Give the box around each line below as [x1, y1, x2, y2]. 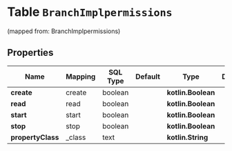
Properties [7, 47, 54, 59]
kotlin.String [166, 132, 209, 142]
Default [135, 72, 161, 81]
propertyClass [10, 132, 59, 142]
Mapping [65, 72, 96, 81]
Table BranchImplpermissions [7, 4, 173, 20]
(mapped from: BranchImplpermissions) [7, 27, 121, 35]
